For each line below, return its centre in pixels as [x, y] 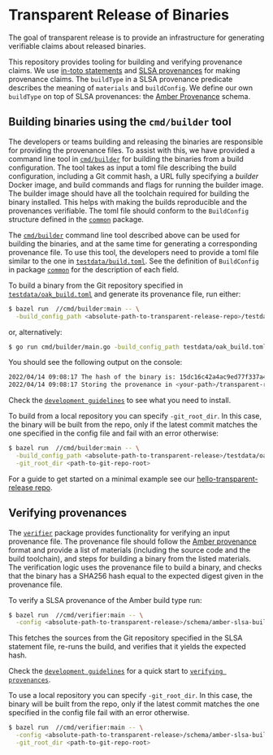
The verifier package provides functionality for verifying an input [119, 532]
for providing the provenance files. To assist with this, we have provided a [132, 150]
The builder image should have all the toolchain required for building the [129, 193]
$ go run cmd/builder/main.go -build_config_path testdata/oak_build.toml [138, 347]
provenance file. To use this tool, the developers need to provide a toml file [134, 252]
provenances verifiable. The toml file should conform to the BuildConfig [129, 210]
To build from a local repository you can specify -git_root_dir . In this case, [135, 416]
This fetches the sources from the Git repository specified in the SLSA [126, 638]
